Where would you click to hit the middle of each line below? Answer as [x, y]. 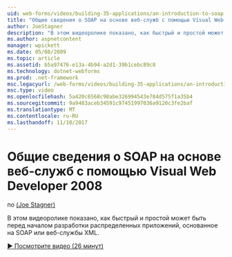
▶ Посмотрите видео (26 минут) [55, 246]
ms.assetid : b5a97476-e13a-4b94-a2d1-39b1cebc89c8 [81, 65]
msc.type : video [30, 90]
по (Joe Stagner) [31, 205]
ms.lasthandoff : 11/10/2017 [48, 122]
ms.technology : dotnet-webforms [54, 71]
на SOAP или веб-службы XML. [53, 233]
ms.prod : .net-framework [43, 78]
